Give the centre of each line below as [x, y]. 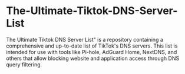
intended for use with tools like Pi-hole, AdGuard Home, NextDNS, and [92, 52]
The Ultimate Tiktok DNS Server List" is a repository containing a [85, 39]
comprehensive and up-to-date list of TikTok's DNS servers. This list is [92, 46]
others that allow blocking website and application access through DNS [93, 58]
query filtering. [24, 64]
